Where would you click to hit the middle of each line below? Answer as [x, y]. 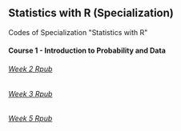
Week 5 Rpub [30, 118]
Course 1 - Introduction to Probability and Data [87, 50]
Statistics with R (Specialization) [91, 13]
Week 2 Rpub [30, 69]
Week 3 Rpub [30, 93]
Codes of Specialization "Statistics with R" [78, 32]
